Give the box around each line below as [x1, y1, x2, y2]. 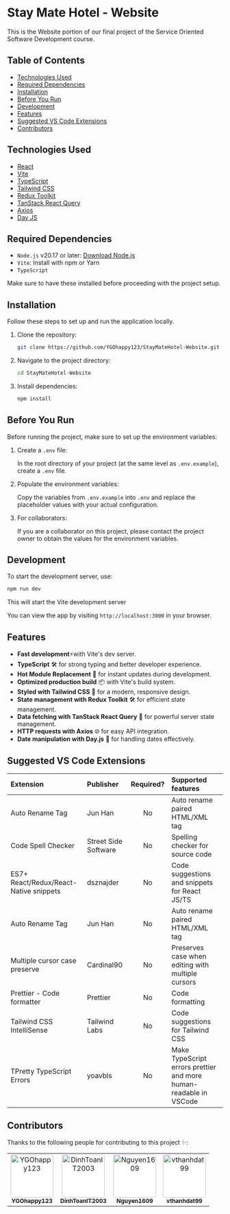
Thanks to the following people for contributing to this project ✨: [7, 1138, 189, 1146]
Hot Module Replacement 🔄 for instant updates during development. [16, 670, 212, 678]
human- [170, 1079, 199, 1089]
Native [10, 886, 32, 895]
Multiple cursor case [10, 956, 77, 965]
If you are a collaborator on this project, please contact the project [16, 527, 204, 535]
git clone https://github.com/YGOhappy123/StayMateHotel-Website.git [16, 344, 220, 351]
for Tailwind [170, 1025, 209, 1035]
